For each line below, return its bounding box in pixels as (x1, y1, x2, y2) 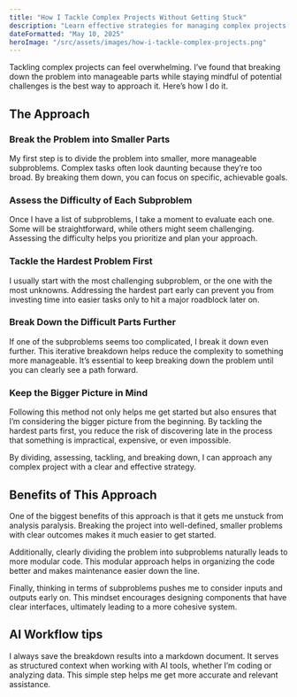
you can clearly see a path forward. (9, 364, 139, 375)
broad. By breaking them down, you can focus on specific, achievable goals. (9, 172, 288, 182)
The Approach (9, 106, 90, 121)
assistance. (9, 678, 51, 689)
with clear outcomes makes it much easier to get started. (9, 529, 217, 540)
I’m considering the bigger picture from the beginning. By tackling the (9, 416, 263, 427)
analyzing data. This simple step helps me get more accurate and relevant (9, 670, 278, 680)
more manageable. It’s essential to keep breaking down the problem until (9, 355, 274, 366)
